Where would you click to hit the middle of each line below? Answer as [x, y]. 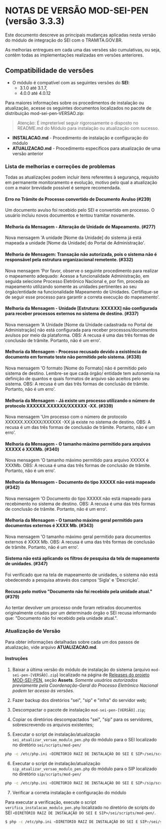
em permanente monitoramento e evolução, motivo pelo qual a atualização [81, 182]
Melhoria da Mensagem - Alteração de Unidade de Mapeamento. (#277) [80, 227]
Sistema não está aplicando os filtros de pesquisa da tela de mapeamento [82, 558]
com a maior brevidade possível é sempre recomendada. [63, 188]
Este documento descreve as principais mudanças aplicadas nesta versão [81, 35]
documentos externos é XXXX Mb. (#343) [49, 526]
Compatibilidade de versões [49, 71]
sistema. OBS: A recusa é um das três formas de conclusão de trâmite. [77, 384]
